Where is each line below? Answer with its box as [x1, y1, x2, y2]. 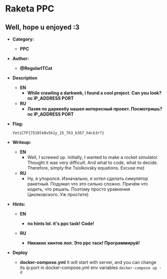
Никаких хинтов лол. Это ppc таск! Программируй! [27, 240, 140, 245]
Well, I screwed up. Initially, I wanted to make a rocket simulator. [27, 154, 159, 160]
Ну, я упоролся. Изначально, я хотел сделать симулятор [27, 175, 148, 181]
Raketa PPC [5, 3, 55, 14]
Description [12, 75, 37, 80]
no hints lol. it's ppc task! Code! [27, 220, 95, 226]
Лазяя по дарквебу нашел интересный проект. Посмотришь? [27, 106, 163, 111]
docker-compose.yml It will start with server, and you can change [19, 259, 157, 265]
